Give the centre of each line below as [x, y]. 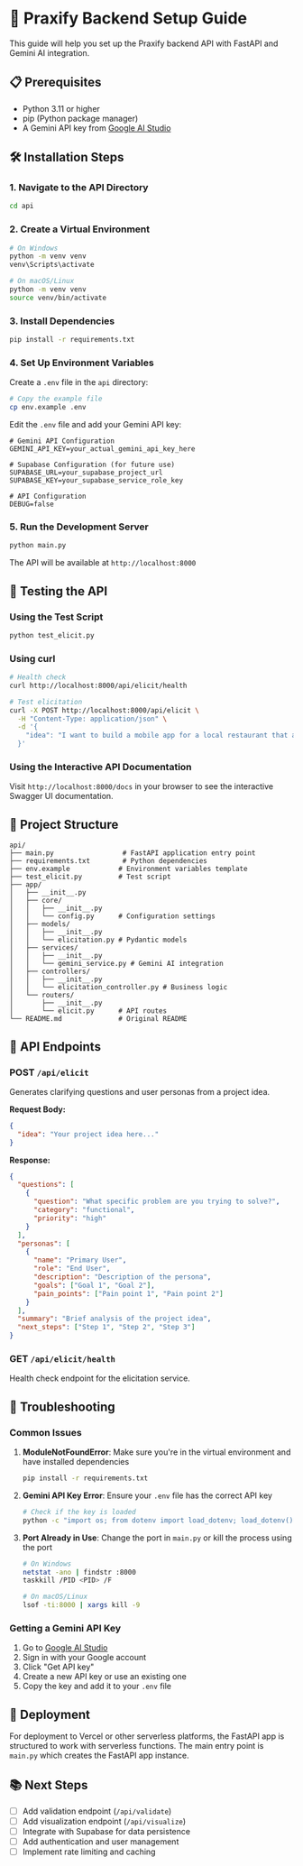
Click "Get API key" [58, 1667]
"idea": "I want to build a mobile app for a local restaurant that [157, 735]
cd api [22, 207]
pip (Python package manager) [80, 118]
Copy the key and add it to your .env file [96, 1687]
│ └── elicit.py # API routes [88, 1011]
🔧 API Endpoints [55, 1047]
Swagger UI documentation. [62, 796]
